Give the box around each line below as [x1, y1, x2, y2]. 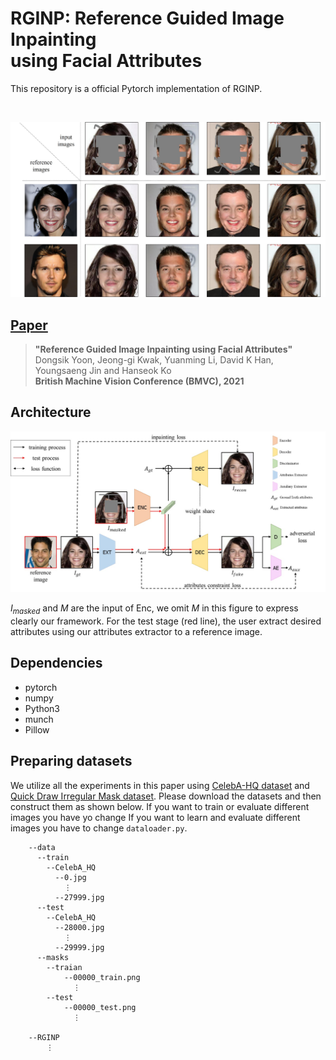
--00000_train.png [63, 972, 141, 982]
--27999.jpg [54, 892, 105, 902]
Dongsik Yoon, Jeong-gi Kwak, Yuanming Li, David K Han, [34, 354, 274, 366]
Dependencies [10, 655, 103, 672]
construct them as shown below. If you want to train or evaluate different [10, 800, 310, 812]
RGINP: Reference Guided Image [10, 7, 285, 30]
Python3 [24, 702, 60, 714]
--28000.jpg [54, 922, 105, 932]
